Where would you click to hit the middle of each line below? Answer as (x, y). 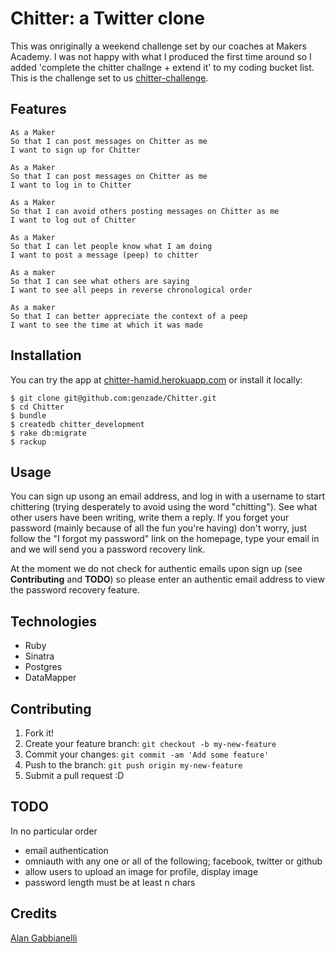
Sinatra (39, 656)
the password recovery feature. (75, 590)
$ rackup (28, 442)
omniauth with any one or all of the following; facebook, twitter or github (173, 861)
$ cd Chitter (37, 407)
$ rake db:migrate (48, 433)
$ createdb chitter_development (77, 424)
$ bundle (28, 415)
